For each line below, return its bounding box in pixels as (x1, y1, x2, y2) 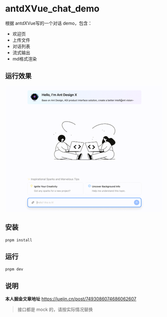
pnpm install (5, 237, 32, 242)
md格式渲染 (12, 55, 37, 61)
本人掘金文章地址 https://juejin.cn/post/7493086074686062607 (5, 296, 136, 302)
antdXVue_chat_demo (5, 3, 100, 14)
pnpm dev (5, 267, 23, 272)
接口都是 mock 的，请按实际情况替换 (17, 306, 93, 312)
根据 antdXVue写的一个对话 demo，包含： (5, 20, 92, 26)
